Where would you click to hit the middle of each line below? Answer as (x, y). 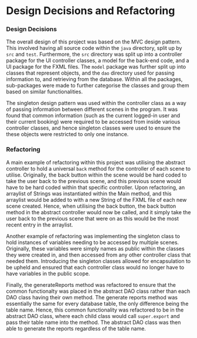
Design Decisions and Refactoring (91, 11)
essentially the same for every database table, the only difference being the (97, 303)
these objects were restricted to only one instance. (67, 134)
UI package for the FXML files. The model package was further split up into (96, 67)
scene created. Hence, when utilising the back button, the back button (91, 206)
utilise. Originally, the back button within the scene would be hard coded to (96, 175)
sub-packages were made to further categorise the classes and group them (98, 86)
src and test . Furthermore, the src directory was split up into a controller (94, 55)
